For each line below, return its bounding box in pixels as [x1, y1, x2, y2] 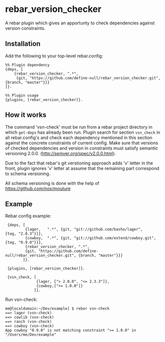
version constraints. [5, 25, 46, 31]
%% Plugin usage [5, 93, 39, 98]
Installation [5, 40, 41, 48]
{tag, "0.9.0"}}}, [5, 240, 43, 245]
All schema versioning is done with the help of [5, 180, 100, 186]
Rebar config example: [5, 213, 52, 219]
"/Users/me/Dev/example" [5, 332, 56, 338]
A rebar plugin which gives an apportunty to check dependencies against [5, 20, 155, 26]
